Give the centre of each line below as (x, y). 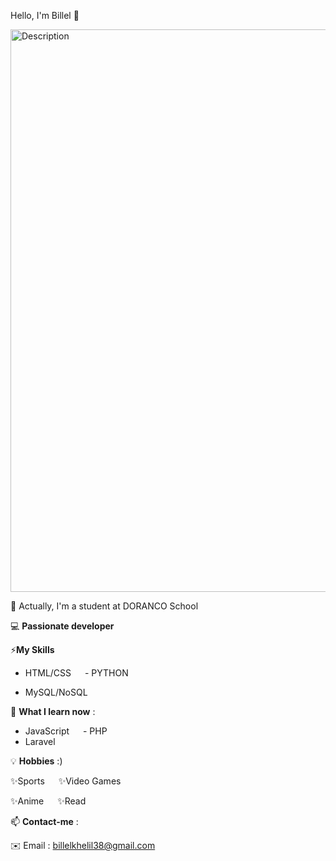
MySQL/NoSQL (56, 692)
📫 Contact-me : (44, 821)
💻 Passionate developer (62, 626)
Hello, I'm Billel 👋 (45, 15)
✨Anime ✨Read (48, 801)
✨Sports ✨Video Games (66, 781)
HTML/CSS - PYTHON (76, 673)
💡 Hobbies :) (36, 761)
